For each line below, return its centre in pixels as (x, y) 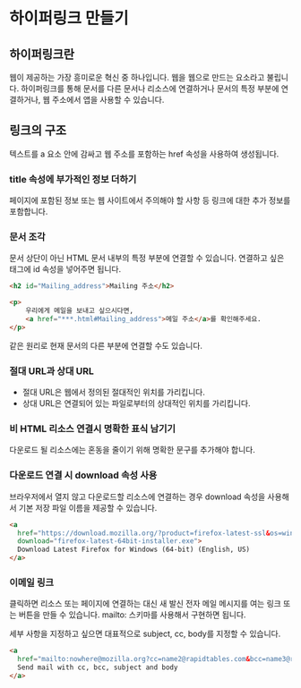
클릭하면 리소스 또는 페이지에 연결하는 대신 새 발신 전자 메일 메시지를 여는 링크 (146, 604)
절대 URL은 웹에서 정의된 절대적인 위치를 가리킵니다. (114, 392)
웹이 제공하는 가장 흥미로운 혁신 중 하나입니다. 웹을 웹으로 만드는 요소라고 (137, 77)
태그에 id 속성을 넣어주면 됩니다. (65, 269)
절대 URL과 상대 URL (52, 370)
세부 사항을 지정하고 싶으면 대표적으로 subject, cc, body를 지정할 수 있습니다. (145, 634)
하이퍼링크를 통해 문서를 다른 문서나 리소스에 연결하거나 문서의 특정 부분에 (150, 89)
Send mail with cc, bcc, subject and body (98, 667)
